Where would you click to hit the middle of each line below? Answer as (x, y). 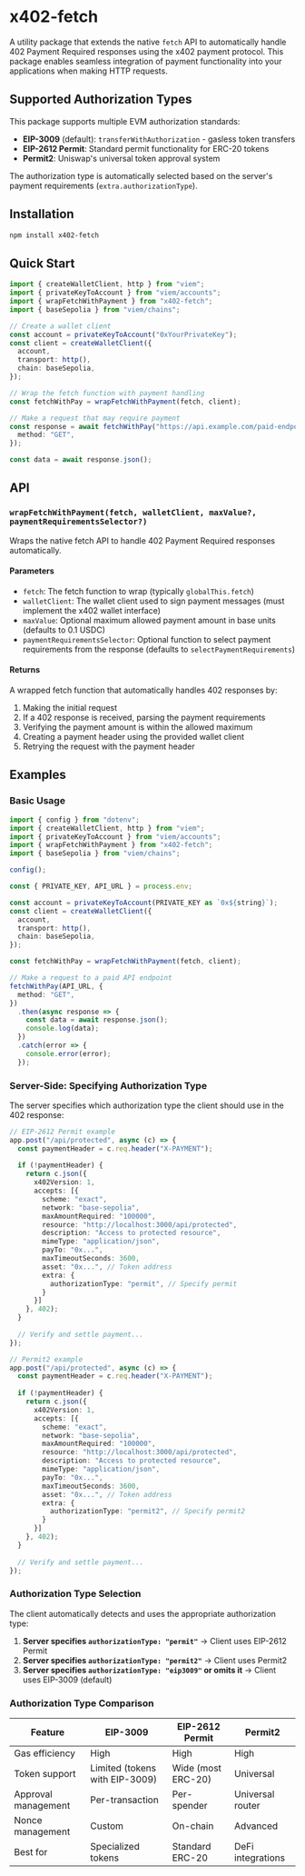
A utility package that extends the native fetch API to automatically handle (148, 42)
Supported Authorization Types (101, 100)
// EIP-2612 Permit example (63, 1132)
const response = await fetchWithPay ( (83, 426)
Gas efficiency (44, 1753)
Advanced (256, 1826)
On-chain (193, 1826)
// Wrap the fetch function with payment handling (107, 393)
